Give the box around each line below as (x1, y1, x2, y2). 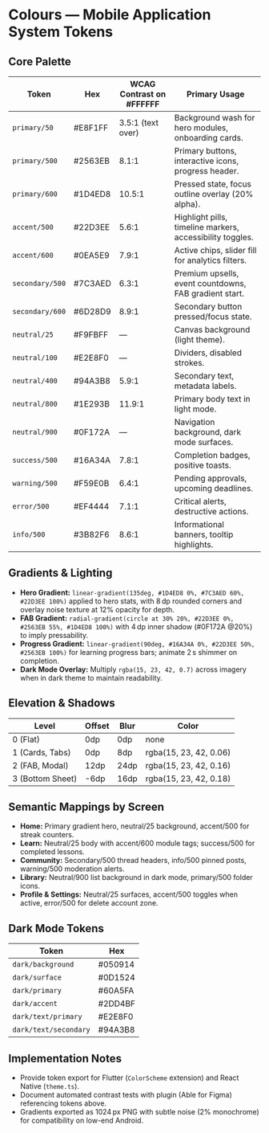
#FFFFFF (126, 99, 160, 109)
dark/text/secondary (12, 1025, 90, 1034)
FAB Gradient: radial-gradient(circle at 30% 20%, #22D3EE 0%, (19, 613, 235, 623)
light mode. (174, 403, 217, 415)
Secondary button (174, 301, 243, 312)
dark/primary (12, 986, 62, 996)
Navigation (174, 416, 215, 427)
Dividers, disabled (174, 347, 243, 358)
